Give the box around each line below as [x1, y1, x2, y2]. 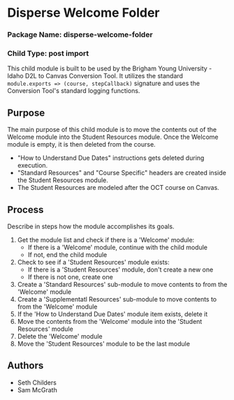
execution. [17, 161, 48, 170]
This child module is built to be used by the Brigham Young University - [7, 64, 212, 73]
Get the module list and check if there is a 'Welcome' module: [17, 236, 195, 244]
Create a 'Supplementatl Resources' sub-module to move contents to [17, 295, 217, 304]
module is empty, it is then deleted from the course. [7, 140, 156, 149]
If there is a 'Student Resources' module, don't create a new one [27, 265, 214, 274]
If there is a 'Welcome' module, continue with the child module [27, 243, 208, 252]
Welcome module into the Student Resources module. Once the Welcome [7, 133, 219, 141]
